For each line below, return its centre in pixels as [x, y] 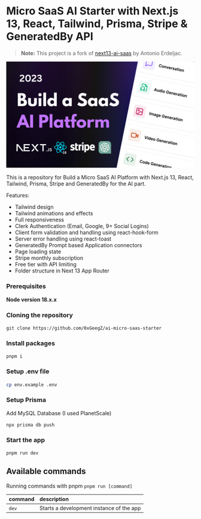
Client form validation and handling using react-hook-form [86, 233]
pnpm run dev [22, 453]
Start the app [26, 440]
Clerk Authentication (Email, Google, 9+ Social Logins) [82, 226]
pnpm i [14, 356]
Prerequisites [26, 286]
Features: [18, 196]
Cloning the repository [39, 315]
